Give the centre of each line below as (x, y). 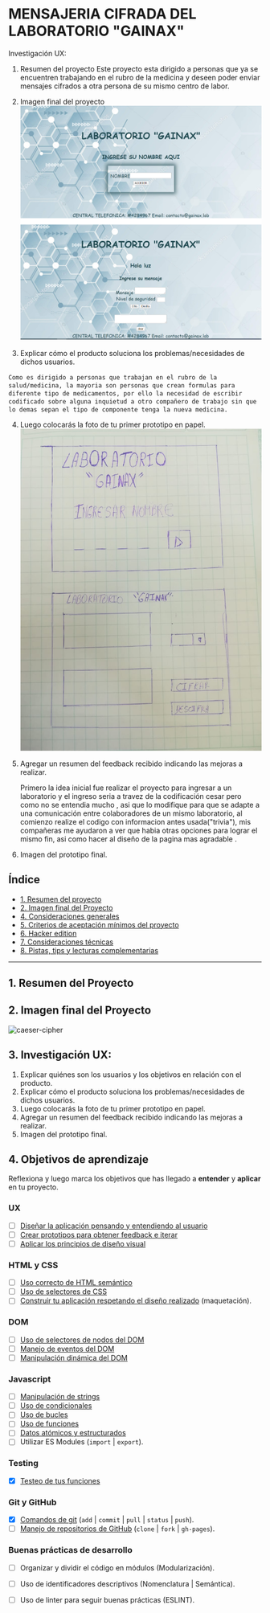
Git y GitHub (33, 1502)
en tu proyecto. (33, 1187)
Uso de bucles (44, 1414)
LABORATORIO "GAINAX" (96, 31)
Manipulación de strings (60, 1397)
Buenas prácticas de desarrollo (70, 1550)
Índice (24, 880)
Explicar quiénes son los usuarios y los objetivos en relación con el (131, 1075)
